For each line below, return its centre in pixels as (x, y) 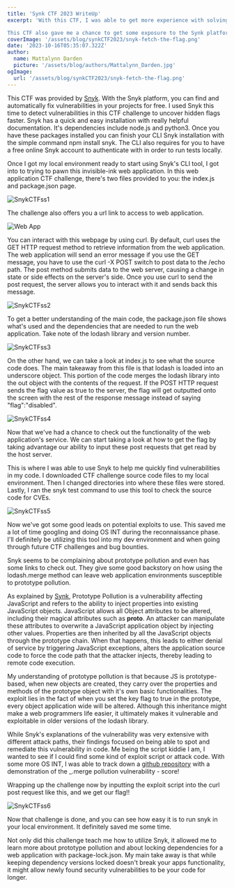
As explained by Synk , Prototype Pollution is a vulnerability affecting (105, 596)
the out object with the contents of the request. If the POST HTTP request (113, 383)
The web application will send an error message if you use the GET (103, 255)
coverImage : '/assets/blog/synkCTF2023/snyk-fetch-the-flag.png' (104, 39)
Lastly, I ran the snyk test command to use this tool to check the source (110, 490)
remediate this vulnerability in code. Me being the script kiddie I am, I (106, 749)
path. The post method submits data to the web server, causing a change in (116, 269)
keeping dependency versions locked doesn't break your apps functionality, (116, 862)
